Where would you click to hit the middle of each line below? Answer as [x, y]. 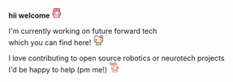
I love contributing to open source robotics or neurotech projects [116, 58]
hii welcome [29, 15]
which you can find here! [50, 43]
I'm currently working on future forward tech [83, 31]
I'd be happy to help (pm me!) [58, 70]
